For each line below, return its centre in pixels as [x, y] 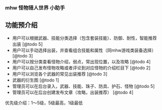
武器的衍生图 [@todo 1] [35, 80]
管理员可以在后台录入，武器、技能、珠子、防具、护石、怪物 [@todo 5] [83, 86]
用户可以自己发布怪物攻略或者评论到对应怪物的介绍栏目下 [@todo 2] [81, 68]
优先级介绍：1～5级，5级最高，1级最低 [44, 103]
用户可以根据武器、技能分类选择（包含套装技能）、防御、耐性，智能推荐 [84, 38]
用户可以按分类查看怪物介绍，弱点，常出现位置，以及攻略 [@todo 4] [81, 61]
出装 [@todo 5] [27, 44]
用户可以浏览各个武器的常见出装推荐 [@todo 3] [60, 74]
